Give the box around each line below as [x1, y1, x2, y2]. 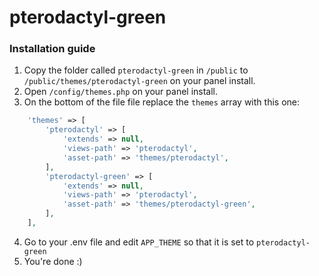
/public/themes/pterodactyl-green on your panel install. [23, 75, 256, 87]
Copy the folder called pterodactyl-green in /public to [23, 64, 249, 76]
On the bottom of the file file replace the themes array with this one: [23, 96, 300, 108]
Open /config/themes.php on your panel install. [23, 86, 219, 98]
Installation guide [9, 42, 96, 56]
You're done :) [23, 255, 83, 267]
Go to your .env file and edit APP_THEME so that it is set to [23, 236, 255, 248]
